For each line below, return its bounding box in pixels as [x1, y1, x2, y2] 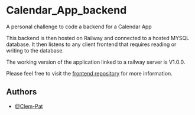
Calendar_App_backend [6, 4, 127, 17]
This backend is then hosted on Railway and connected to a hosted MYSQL [6, 34, 190, 41]
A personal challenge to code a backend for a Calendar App [6, 23, 152, 30]
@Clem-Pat [14, 103, 43, 110]
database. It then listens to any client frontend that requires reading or [6, 41, 177, 48]
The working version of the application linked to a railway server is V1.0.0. [6, 58, 186, 65]
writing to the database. [6, 47, 64, 54]
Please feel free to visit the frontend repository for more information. [6, 70, 173, 77]
